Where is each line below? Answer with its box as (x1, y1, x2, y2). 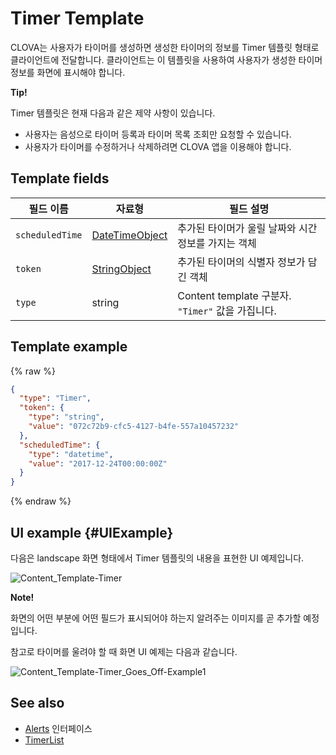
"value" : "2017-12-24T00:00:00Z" (28, 458, 168, 469)
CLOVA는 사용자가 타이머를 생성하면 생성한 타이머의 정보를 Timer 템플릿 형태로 (10, 41, 320, 53)
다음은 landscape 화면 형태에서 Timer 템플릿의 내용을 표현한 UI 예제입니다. (10, 552, 305, 564)
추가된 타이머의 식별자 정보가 (177, 255, 306, 269)
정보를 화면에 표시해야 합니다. (10, 66, 126, 78)
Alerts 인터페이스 (24, 722, 93, 734)
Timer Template (10, 7, 145, 30)
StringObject (91, 262, 152, 276)
